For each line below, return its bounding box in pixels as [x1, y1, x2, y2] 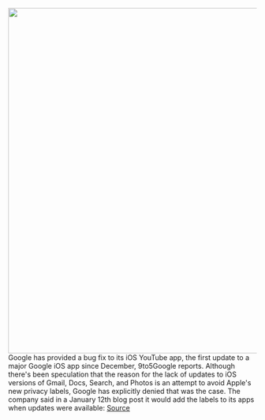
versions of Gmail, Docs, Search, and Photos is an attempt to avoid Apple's [8, 378, 252, 387]
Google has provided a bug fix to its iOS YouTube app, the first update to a [8, 353, 250, 362]
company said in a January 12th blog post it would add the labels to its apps [8, 395, 255, 404]
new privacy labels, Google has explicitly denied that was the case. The [8, 387, 241, 396]
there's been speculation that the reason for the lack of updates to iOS [8, 369, 237, 379]
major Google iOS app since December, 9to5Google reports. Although [8, 362, 235, 370]
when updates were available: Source [8, 403, 130, 412]
